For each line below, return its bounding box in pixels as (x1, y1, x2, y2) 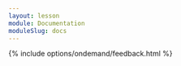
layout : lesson (8, 11, 60, 20)
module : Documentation (8, 19, 85, 27)
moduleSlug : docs (8, 27, 67, 35)
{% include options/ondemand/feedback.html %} (8, 49, 173, 59)
